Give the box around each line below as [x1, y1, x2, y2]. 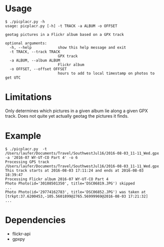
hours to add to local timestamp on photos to [57, 71, 155, 76]
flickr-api [12, 231, 31, 237]
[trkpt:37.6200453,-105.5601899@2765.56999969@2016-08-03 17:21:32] [5, 194, 148, 199]
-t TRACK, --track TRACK [9, 49, 60, 54]
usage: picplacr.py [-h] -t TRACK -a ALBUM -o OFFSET [5, 23, 118, 29]
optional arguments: [5, 40, 48, 46]
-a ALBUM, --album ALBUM [9, 58, 60, 63]
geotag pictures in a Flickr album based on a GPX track [5, 32, 124, 37]
